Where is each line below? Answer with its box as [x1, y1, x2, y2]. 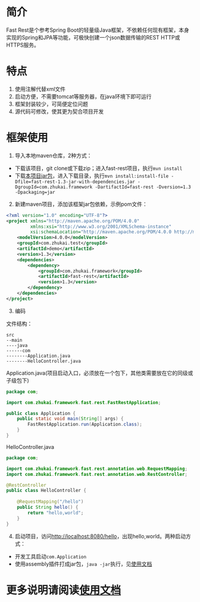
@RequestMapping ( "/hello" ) [17, 499, 84, 505]
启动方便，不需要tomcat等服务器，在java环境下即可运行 [14, 93, 152, 100]
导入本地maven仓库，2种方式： [14, 152, 92, 159]
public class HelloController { [6, 488, 86, 494]
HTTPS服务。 [6, 41, 40, 48]
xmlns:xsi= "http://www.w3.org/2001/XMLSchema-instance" [30, 224, 171, 230]
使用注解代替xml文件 [14, 85, 66, 93]
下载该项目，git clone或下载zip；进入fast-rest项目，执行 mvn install [14, 164, 183, 172]
